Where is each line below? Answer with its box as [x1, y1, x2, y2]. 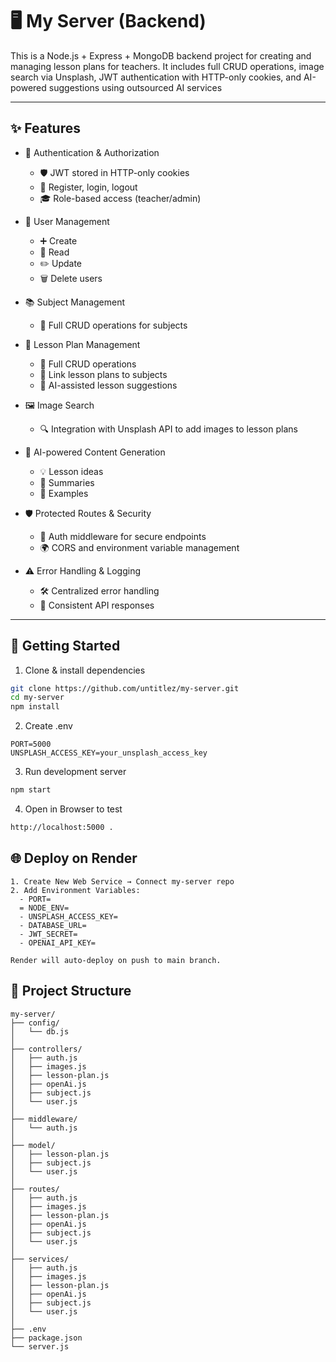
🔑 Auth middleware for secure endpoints [39, 530, 207, 542]
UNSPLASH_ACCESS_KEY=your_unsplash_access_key [10, 748, 208, 758]
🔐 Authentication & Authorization [24, 146, 160, 158]
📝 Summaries [39, 476, 95, 488]
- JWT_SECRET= [19, 929, 78, 939]
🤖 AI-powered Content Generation [24, 446, 166, 458]
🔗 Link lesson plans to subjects [39, 368, 168, 380]
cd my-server [10, 693, 65, 703]
